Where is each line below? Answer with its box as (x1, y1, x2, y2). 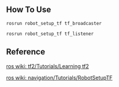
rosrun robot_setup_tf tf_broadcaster (6, 20, 102, 26)
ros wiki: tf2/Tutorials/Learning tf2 (6, 62, 89, 70)
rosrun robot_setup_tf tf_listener (6, 31, 94, 37)
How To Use (6, 5, 52, 15)
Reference (6, 47, 46, 57)
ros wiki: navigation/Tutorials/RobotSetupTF (6, 74, 113, 81)
